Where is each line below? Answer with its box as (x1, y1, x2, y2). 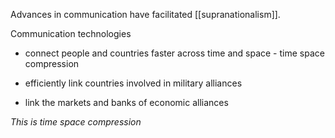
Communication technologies (10, 28, 132, 39)
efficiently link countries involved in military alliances (24, 77, 243, 89)
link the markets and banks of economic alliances (24, 97, 229, 108)
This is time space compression (10, 116, 142, 128)
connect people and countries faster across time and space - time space (24, 47, 325, 59)
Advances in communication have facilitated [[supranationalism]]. (10, 9, 281, 20)
